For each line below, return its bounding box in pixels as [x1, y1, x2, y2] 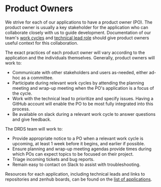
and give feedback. [12, 116, 52, 122]
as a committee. [21, 75, 54, 80]
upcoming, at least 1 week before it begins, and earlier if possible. [12, 140, 145, 146]
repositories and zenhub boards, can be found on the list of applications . [5, 176, 152, 182]
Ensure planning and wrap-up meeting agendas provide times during [12, 146, 152, 152]
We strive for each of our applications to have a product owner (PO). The [5, 19, 153, 25]
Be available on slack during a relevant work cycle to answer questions [12, 111, 156, 117]
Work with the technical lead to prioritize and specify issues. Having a [12, 95, 154, 101]
